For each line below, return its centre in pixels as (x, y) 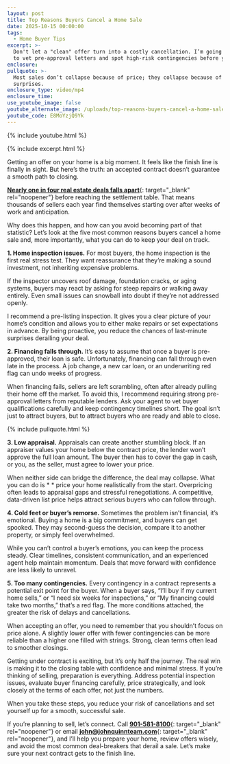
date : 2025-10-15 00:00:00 (46, 26)
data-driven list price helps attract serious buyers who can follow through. (112, 499)
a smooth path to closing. (43, 177)
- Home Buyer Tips (40, 39)
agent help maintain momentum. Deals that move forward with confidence (112, 562)
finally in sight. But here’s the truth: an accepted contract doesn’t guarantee (114, 169)
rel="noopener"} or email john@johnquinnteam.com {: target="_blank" (107, 731)
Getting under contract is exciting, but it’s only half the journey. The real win (114, 661)
